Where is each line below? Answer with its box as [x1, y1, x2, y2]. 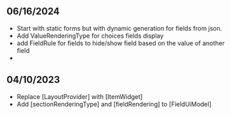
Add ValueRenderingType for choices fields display [16, 31, 164, 40]
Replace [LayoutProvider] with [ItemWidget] [16, 92, 143, 100]
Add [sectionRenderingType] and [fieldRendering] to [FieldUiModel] [16, 100, 212, 108]
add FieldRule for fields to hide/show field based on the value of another [16, 38, 225, 47]
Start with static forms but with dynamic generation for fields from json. [16, 24, 223, 32]
